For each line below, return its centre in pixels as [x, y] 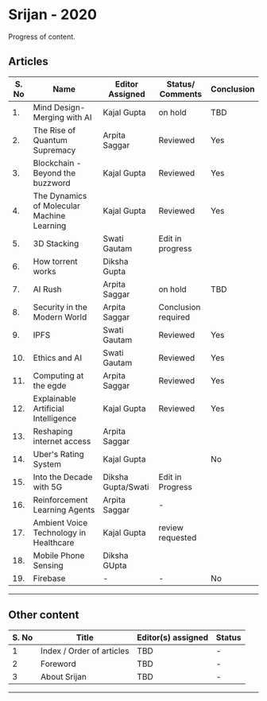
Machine [49, 215]
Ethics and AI [57, 358]
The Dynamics [60, 196]
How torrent [55, 261]
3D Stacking [56, 243]
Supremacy [54, 150]
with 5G [48, 486]
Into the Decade [63, 477]
